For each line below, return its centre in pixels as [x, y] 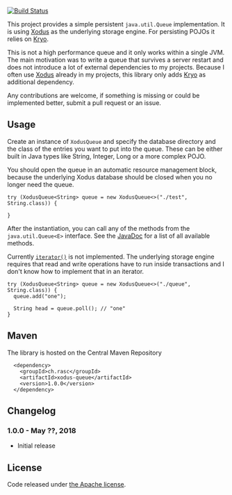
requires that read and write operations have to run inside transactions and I [116, 263]
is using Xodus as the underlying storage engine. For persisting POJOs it [111, 32]
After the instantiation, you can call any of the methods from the [99, 228]
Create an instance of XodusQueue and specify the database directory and [112, 141]
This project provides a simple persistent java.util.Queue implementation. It [116, 24]
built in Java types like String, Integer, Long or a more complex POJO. [107, 156]
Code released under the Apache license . [67, 485]
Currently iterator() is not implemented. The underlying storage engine [111, 257]
